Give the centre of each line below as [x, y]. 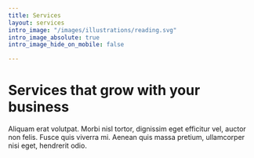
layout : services [36, 23]
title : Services [34, 15]
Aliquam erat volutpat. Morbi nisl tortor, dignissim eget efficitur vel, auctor [127, 129]
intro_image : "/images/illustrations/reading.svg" [93, 30]
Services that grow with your [104, 90]
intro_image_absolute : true [54, 37]
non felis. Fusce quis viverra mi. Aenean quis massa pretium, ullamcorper [127, 138]
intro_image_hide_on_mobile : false [66, 45]
